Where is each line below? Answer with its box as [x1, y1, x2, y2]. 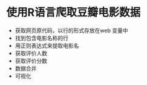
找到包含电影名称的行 [15, 34, 68, 41]
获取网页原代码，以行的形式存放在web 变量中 [15, 27, 128, 34]
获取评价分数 [15, 57, 47, 64]
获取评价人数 [15, 49, 47, 56]
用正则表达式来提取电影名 [15, 42, 79, 49]
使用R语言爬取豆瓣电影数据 [6, 5, 141, 19]
